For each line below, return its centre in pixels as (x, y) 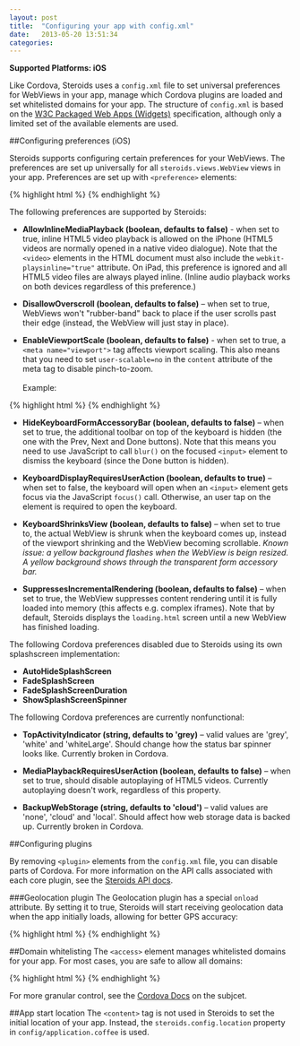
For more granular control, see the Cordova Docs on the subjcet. (129, 996)
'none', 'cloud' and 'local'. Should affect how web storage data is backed (156, 817)
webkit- (270, 259)
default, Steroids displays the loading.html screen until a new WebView (154, 618)
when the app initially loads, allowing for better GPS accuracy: (124, 917)
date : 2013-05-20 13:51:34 (64, 34)
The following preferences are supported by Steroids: (108, 212)
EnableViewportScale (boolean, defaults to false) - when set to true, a (154, 341)
